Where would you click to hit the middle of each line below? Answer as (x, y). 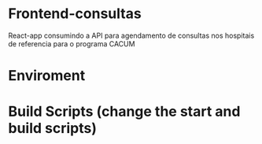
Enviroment (47, 76)
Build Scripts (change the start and (124, 112)
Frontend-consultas (75, 14)
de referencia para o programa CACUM (72, 43)
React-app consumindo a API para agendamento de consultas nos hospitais (131, 35)
